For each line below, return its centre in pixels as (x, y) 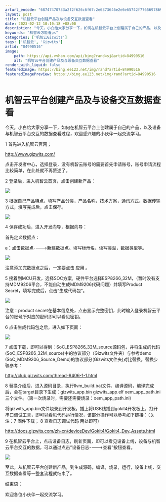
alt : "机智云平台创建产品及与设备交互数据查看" (57, 60)
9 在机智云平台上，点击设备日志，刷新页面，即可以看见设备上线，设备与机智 (83, 441)
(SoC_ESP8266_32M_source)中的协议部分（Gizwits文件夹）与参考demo (78, 353)
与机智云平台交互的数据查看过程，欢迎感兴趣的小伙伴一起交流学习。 (74, 133)
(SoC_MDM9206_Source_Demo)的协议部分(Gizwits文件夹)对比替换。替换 (80, 359)
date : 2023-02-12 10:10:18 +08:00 (41, 24)
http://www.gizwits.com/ (30, 154)
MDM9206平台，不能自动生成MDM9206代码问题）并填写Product (76, 284)
